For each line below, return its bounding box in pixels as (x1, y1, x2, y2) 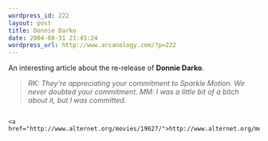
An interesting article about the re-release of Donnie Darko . (8, 63, 205, 72)
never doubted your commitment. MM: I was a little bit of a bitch (27, 87, 239, 96)
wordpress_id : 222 (8, 11, 69, 20)
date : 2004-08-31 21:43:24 (8, 33, 98, 42)
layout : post (8, 19, 52, 27)
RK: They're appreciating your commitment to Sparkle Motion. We (27, 79, 245, 88)
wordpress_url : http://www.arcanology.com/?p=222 (8, 41, 177, 49)
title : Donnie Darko (8, 26, 77, 34)
